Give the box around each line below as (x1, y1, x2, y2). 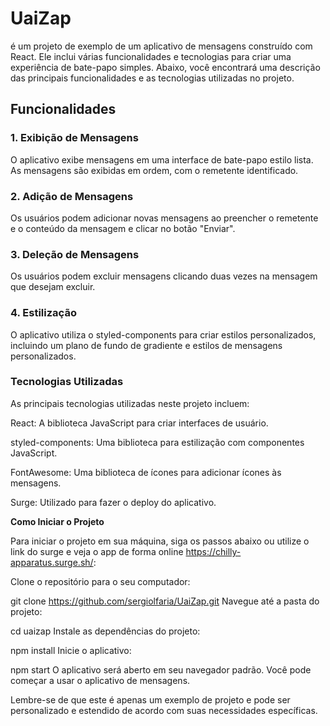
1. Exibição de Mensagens (10, 131, 139, 145)
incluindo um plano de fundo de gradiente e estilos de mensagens (10, 339, 283, 351)
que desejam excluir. (10, 281, 96, 293)
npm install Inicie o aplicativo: (10, 644, 132, 656)
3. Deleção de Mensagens (10, 247, 140, 261)
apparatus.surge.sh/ (10, 556, 94, 568)
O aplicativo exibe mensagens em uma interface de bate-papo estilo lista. (10, 153, 314, 166)
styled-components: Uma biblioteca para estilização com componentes (10, 436, 305, 448)
